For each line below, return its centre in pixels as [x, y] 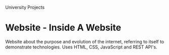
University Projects [25, 7]
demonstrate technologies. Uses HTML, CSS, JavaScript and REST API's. [81, 47]
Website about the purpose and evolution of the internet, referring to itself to [85, 41]
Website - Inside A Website [63, 28]
